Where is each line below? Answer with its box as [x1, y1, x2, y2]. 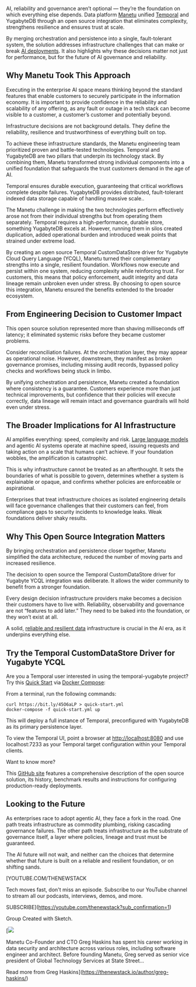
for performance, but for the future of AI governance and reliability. [6, 54, 167, 60]
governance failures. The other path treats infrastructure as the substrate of [6, 827, 188, 834]
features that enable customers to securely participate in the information [6, 92, 180, 99]
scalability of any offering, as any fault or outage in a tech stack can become [6, 105, 190, 112]
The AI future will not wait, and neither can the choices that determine [6, 851, 174, 858]
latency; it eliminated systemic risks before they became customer [6, 331, 166, 338]
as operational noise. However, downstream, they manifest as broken [6, 354, 172, 362]
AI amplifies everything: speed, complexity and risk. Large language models [6, 436, 188, 443]
